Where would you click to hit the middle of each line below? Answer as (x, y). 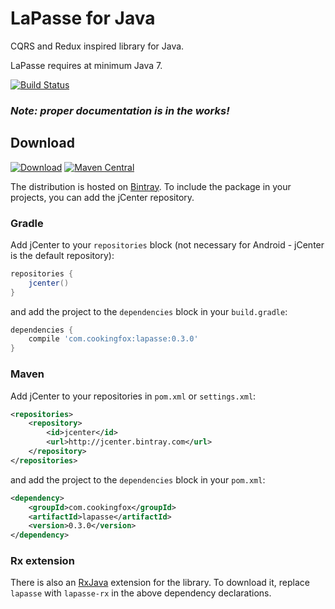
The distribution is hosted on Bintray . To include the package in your (151, 186)
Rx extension (42, 561)
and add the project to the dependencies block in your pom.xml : (138, 479)
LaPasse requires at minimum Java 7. (86, 65)
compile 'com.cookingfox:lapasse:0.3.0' (113, 339)
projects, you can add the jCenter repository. (102, 197)
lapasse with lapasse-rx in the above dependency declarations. (141, 593)
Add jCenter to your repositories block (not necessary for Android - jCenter (167, 244)
